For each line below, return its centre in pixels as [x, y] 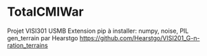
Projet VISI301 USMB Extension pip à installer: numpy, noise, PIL [98, 31]
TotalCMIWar [45, 12]
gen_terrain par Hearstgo [43, 38]
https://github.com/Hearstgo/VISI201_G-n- [140, 38]
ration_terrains [28, 45]
